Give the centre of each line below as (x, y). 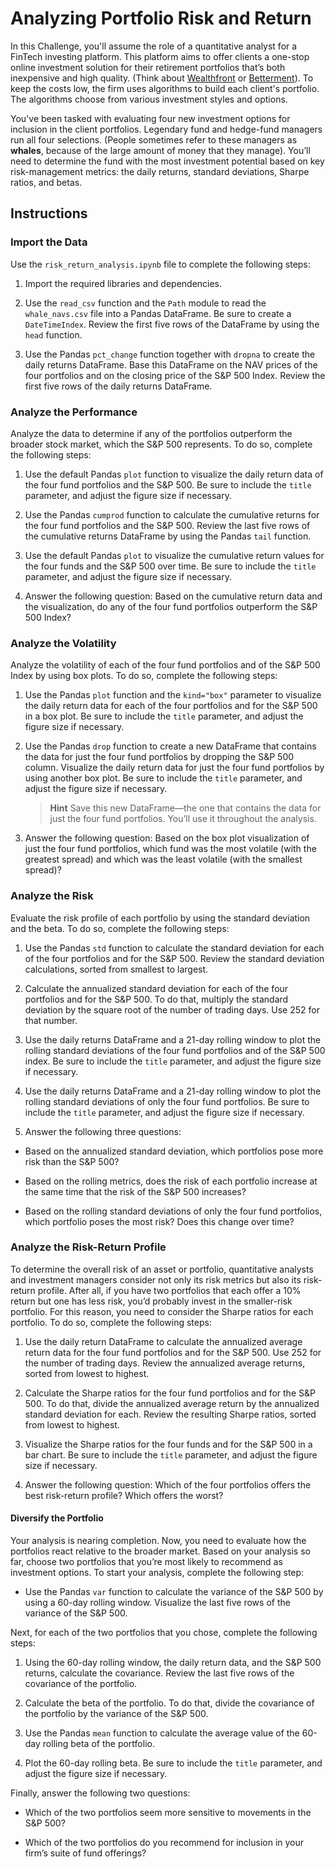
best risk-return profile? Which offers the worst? (124, 1495)
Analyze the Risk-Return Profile (88, 1247)
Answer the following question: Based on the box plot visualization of (167, 838)
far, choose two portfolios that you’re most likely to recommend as (146, 1562)
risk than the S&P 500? (72, 1161)
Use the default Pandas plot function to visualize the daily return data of (174, 474)
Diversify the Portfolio (57, 1518)
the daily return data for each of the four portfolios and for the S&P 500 (171, 706)
